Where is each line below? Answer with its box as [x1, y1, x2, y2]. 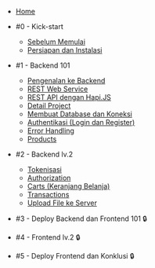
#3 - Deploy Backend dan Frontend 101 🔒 [15, 214, 147, 223]
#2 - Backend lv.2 [15, 149, 74, 159]
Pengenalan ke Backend [27, 76, 106, 85]
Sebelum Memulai [27, 37, 86, 46]
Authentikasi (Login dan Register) [27, 118, 135, 127]
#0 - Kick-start [15, 22, 64, 31]
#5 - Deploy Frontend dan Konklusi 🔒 [15, 251, 135, 260]
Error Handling [27, 126, 74, 135]
